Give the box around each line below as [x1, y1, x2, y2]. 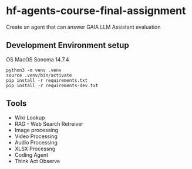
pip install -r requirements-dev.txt [6, 82, 99, 88]
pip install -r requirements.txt [6, 77, 88, 83]
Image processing [14, 126, 59, 133]
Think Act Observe [14, 157, 60, 164]
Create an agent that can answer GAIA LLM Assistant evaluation [6, 23, 161, 30]
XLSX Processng [14, 145, 56, 152]
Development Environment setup [6, 40, 129, 50]
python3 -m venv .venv [6, 67, 62, 73]
